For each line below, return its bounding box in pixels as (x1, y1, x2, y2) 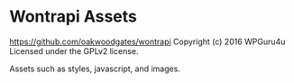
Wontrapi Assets (9, 6, 138, 27)
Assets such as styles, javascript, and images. (9, 63, 180, 74)
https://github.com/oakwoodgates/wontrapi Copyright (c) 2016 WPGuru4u (9, 36, 286, 47)
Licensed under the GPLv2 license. (9, 45, 139, 56)
